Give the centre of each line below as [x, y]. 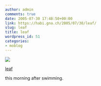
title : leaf [17, 32]
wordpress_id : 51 [23, 37]
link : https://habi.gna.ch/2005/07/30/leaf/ [51, 23]
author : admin [19, 9]
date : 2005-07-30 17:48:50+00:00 [39, 18]
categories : [17, 41]
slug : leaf [16, 28]
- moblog [14, 46]
